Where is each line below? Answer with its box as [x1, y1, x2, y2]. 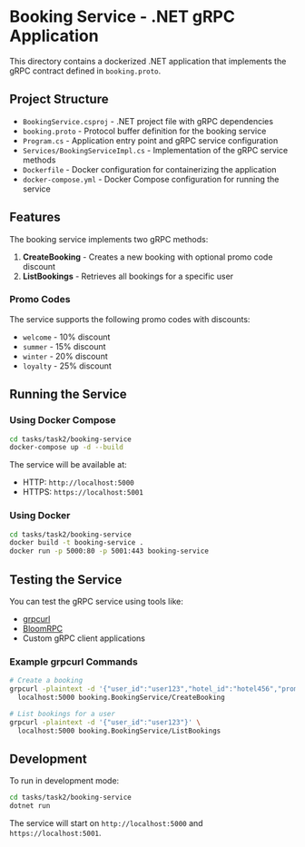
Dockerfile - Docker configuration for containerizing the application [22, 163, 277, 174]
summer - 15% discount [22, 340, 106, 351]
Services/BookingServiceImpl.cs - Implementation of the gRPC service [22, 144, 289, 155]
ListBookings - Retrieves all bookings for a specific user [22, 271, 234, 281]
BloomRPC [22, 624, 64, 635]
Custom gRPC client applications [22, 633, 145, 644]
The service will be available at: [9, 459, 127, 470]
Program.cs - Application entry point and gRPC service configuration [22, 134, 279, 146]
